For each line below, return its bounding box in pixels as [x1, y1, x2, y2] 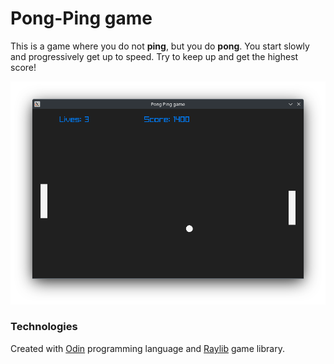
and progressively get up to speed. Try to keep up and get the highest [10, 50, 299, 62]
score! [10, 61, 37, 73]
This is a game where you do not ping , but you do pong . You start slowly [10, 40, 310, 52]
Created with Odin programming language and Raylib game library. [10, 342, 285, 354]
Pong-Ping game [10, 7, 153, 30]
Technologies [10, 320, 78, 334]
